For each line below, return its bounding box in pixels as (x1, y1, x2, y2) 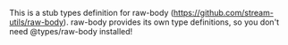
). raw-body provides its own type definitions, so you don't (63, 17, 280, 27)
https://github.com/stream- (173, 8, 275, 18)
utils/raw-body (9, 17, 64, 27)
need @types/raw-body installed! (9, 26, 133, 36)
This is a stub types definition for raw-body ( (9, 8, 174, 18)
